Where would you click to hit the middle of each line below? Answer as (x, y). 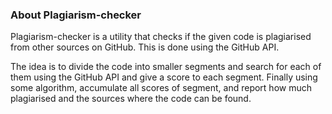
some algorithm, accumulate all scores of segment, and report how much (161, 88)
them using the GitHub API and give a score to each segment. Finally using (164, 77)
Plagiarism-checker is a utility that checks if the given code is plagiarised (161, 37)
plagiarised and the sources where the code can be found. (131, 99)
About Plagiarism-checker (76, 15)
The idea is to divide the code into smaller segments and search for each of (166, 67)
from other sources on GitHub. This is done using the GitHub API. (145, 47)
